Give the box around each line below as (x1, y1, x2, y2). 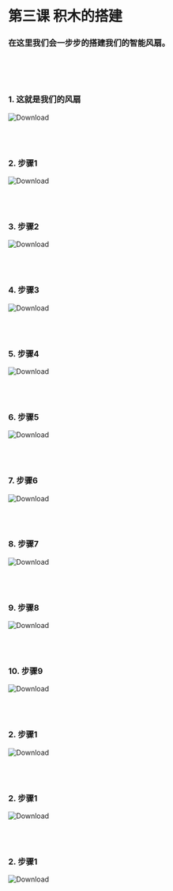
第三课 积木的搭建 (8, 7, 122, 25)
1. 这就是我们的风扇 (8, 94, 81, 105)
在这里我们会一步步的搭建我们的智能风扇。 (8, 37, 171, 48)
